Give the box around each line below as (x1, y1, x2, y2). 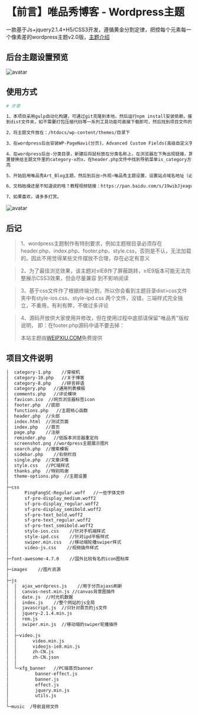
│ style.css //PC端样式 (6, 463, 70, 468)
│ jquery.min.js (6, 687, 70, 693)
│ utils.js (6, 693, 57, 699)
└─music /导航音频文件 (6, 704, 59, 710)
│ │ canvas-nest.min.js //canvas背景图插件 (6, 588, 115, 595)
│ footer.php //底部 (6, 402, 60, 408)
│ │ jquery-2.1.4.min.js (6, 611, 72, 616)
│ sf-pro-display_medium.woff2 (6, 495, 96, 501)
